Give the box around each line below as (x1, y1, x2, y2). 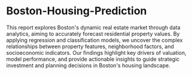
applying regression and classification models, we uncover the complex (6, 36, 183, 43)
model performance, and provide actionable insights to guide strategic (6, 55, 180, 62)
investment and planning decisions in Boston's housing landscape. (6, 61, 170, 69)
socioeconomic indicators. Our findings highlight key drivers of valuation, (6, 49, 187, 56)
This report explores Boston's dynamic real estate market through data (6, 24, 181, 31)
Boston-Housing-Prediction (6, 4, 147, 18)
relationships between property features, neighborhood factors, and (6, 43, 175, 50)
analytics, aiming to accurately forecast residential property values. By (6, 30, 180, 37)
